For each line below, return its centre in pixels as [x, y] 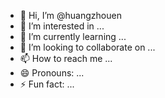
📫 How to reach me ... [66, 58]
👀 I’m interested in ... [62, 26]
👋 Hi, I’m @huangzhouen [70, 15]
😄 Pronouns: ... [52, 73]
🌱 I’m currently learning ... [73, 36]
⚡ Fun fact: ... [47, 84]
